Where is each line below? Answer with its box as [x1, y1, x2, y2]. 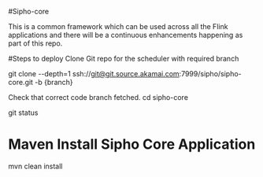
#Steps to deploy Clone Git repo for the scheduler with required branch [8, 54, 239, 63]
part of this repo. [8, 39, 63, 48]
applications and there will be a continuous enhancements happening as [8, 31, 243, 39]
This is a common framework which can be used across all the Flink [8, 22, 228, 31]
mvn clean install [8, 161, 63, 171]
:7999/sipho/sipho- [179, 69, 242, 78]
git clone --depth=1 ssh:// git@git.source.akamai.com [8, 69, 180, 78]
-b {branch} [35, 78, 73, 87]
